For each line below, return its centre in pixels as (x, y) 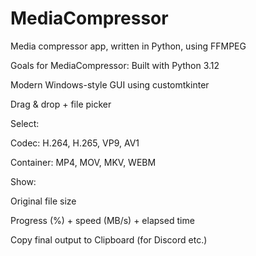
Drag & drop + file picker (61, 104)
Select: (25, 123)
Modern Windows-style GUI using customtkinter (110, 84)
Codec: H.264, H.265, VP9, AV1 (75, 143)
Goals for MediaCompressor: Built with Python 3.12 (115, 65)
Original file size (43, 201)
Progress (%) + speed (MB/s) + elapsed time (102, 220)
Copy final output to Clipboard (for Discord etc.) (109, 239)
